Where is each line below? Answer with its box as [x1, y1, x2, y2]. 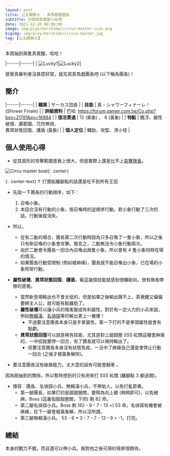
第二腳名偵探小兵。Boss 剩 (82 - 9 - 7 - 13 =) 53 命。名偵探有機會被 [20, 402, 162, 408]
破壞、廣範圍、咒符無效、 [5, 120, 59, 127]
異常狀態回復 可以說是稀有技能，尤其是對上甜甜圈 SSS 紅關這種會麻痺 [20, 332, 165, 338]
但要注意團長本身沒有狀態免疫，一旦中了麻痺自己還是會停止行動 [27, 344, 161, 350]
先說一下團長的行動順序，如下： [12, 189, 80, 195]
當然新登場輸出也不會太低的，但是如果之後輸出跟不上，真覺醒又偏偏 [20, 294, 163, 300]
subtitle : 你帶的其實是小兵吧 [5, 17, 62, 22]
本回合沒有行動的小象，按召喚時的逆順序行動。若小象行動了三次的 [20, 206, 158, 212]
